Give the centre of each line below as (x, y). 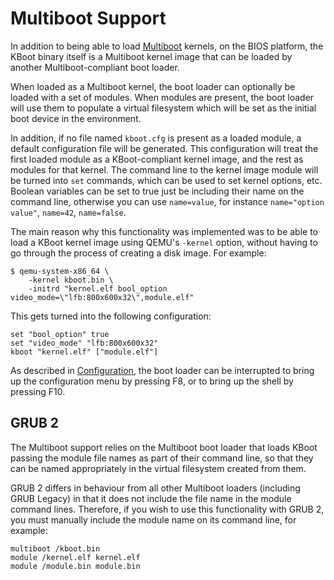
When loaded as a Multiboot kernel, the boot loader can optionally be (153, 86)
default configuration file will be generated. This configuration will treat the (164, 148)
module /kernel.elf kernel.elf (75, 557)
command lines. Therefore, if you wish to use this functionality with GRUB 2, (167, 509)
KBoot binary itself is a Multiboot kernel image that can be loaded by (151, 56)
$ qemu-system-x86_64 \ (60, 271)
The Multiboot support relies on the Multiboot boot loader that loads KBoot (164, 447)
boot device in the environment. (76, 118)
